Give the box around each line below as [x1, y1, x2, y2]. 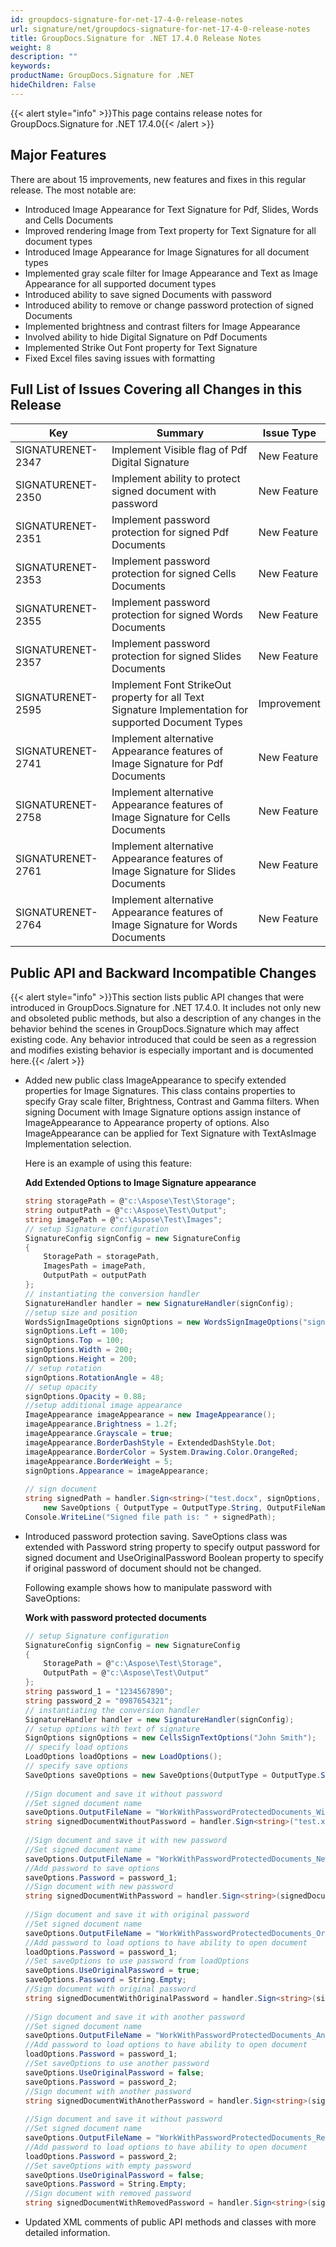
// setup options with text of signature [24, 1724, 200, 1734]
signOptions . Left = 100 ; [24, 1326, 129, 1336]
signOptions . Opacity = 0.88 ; [24, 1391, 147, 1401]
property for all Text [111, 691, 205, 705]
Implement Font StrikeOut [111, 678, 232, 692]
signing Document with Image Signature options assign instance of [24, 1106, 302, 1118]
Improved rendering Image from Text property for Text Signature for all [24, 224, 317, 236]
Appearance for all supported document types [24, 277, 217, 290]
